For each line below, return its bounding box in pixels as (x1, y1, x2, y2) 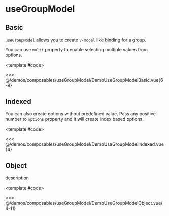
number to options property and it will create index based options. (5, 116, 144, 122)
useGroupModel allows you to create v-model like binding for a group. (5, 37, 146, 43)
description (5, 175, 29, 181)
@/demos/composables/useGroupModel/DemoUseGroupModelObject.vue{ (5, 200, 163, 206)
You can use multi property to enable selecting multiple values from (5, 47, 148, 52)
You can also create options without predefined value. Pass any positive (5, 110, 156, 117)
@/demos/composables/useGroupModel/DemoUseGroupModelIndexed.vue (5, 141, 164, 147)
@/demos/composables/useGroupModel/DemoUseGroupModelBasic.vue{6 (5, 77, 163, 83)
